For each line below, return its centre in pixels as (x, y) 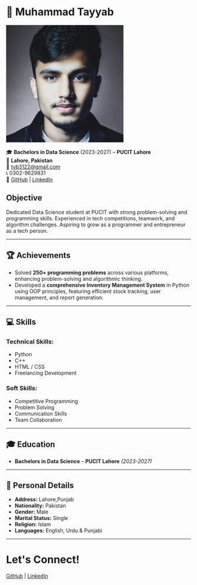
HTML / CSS (30, 367)
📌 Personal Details (40, 485)
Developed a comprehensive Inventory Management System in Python (102, 285)
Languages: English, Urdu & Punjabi (58, 530)
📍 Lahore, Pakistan (29, 160)
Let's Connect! (43, 560)
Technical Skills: (30, 341)
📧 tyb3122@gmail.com (33, 166)
